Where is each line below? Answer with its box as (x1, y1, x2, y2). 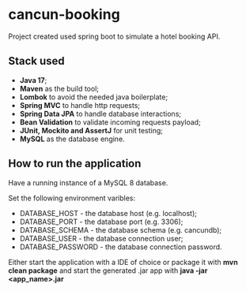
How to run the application (8, 157, 142, 170)
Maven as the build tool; (19, 84, 100, 93)
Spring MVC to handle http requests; (19, 100, 141, 110)
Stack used (8, 54, 65, 68)
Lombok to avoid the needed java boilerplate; (19, 92, 168, 102)
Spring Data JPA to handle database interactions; (19, 109, 182, 118)
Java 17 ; (19, 75, 47, 84)
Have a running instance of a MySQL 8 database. (8, 177, 168, 187)
